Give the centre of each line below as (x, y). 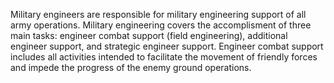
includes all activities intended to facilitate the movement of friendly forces (164, 57)
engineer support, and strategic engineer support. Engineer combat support (167, 46)
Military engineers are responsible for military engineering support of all (158, 14)
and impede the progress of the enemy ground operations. (131, 67)
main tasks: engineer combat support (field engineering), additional (149, 35)
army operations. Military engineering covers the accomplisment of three (161, 25)
